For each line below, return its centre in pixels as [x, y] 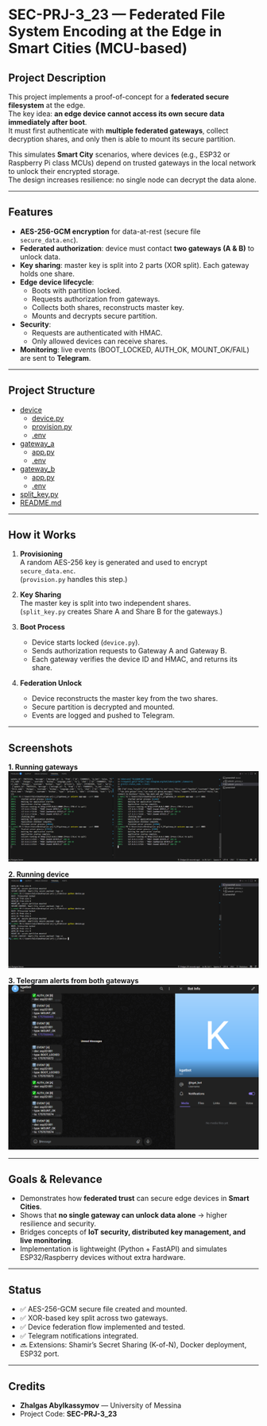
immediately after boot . [48, 122]
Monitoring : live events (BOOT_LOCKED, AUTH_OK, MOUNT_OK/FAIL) [135, 349]
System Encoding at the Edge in [115, 31]
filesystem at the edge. [47, 105]
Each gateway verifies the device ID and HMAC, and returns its [135, 659]
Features [31, 212]
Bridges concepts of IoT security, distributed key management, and [133, 1232]
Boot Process [42, 627]
